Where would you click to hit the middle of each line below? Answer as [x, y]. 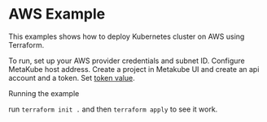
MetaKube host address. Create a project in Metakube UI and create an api [134, 69]
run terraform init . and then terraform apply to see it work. [113, 109]
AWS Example [57, 14]
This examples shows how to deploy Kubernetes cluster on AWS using [127, 36]
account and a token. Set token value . [72, 78]
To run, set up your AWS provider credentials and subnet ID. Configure [127, 61]
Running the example [44, 93]
